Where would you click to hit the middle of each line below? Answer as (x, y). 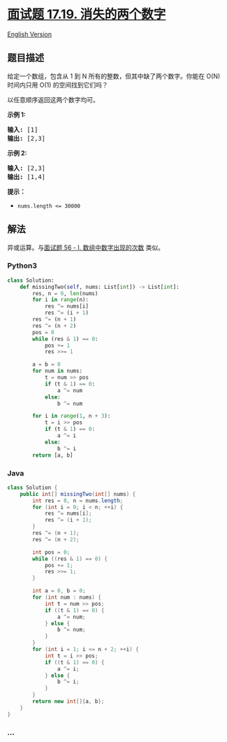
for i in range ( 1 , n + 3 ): (72, 416)
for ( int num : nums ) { (67, 598)
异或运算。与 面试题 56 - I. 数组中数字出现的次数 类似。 (86, 247)
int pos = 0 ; (51, 552)
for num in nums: (57, 371)
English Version (30, 34)
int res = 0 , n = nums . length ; (78, 501)
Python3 (22, 266)
